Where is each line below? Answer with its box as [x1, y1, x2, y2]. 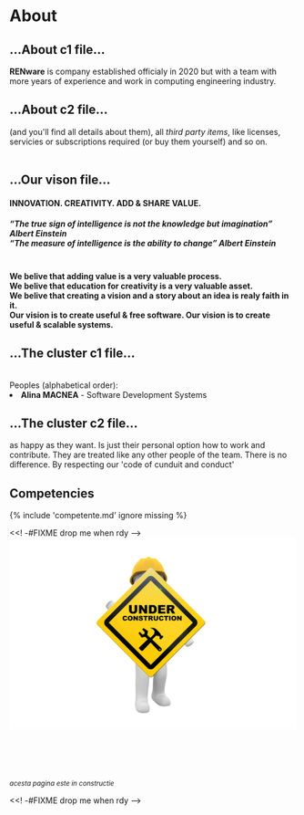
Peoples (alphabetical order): [9, 380, 118, 391]
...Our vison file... [9, 172, 111, 188]
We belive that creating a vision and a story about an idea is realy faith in [9, 289, 289, 301]
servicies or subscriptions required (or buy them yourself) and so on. [9, 136, 269, 147]
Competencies [9, 486, 95, 501]
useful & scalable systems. [9, 319, 114, 329]
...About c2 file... [9, 102, 108, 118]
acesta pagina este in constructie [9, 778, 115, 788]
